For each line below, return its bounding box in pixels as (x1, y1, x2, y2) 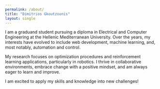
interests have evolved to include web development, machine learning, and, (5, 39, 156, 45)
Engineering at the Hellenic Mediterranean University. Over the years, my (5, 34, 151, 40)
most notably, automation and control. (5, 44, 81, 51)
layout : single (5, 16, 36, 21)
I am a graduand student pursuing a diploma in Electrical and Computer (5, 29, 147, 35)
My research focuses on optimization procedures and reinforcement (5, 54, 141, 60)
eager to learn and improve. (5, 69, 60, 75)
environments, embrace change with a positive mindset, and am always (5, 64, 147, 70)
